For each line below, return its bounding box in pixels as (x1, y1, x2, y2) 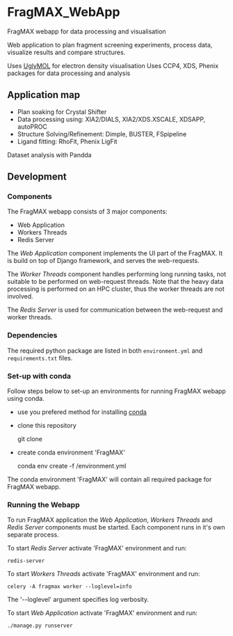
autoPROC (17, 122, 47, 131)
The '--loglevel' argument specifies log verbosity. (7, 596, 150, 604)
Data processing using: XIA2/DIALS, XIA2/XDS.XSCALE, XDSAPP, (17, 115, 206, 123)
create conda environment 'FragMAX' (17, 448, 125, 456)
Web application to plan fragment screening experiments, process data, (7, 40, 213, 49)
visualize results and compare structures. (7, 48, 126, 56)
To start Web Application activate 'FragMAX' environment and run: (7, 609, 198, 617)
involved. (7, 292, 33, 301)
